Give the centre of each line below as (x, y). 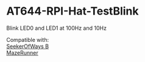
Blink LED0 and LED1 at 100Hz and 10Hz (56, 28)
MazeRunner (22, 52)
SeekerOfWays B (28, 46)
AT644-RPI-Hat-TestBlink (72, 11)
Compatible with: (28, 40)
